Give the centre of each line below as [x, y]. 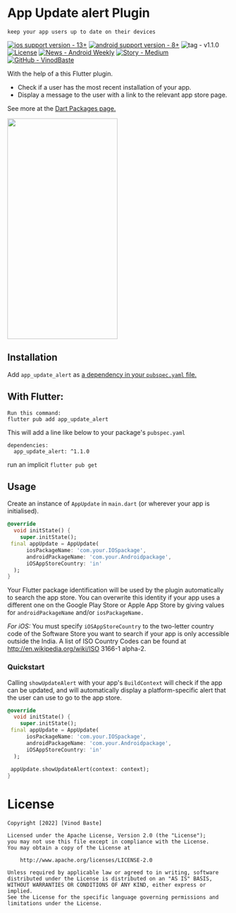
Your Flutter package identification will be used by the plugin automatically [116, 590]
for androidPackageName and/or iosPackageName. [76, 613]
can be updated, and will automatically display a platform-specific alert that [117, 690]
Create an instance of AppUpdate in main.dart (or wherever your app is [108, 503]
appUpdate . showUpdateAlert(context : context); [80, 770]
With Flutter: [36, 397]
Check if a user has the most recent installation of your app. [104, 87]
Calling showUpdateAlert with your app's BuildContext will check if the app [115, 682]
